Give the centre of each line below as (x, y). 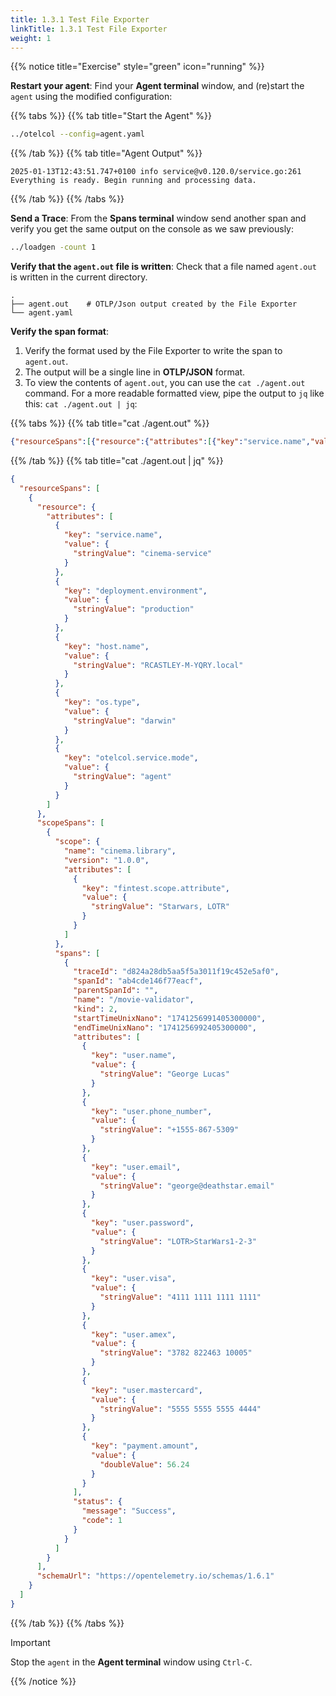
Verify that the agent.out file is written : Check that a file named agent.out (163, 267)
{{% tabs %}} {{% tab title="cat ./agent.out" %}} (110, 423)
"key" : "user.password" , (142, 1223)
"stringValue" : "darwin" (125, 721)
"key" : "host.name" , (106, 646)
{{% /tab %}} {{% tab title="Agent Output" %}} (106, 153)
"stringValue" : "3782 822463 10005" (176, 1353)
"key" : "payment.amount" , (144, 1446)
